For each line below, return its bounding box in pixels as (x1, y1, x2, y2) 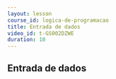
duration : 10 (7, 36, 46, 43)
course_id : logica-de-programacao (7, 17, 110, 24)
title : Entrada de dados (7, 23, 81, 30)
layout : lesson (7, 10, 52, 17)
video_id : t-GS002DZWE (7, 29, 74, 37)
